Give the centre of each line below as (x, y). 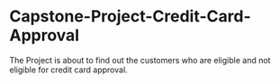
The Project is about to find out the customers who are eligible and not (140, 60)
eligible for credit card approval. (68, 70)
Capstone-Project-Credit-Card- (130, 17)
